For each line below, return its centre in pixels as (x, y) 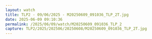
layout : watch (20, 10)
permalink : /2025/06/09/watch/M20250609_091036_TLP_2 (64, 24)
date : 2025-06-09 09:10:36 (34, 19)
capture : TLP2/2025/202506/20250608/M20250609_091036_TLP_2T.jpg (76, 29)
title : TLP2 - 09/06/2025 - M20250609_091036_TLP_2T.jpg (67, 15)
